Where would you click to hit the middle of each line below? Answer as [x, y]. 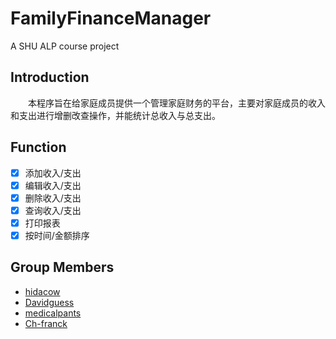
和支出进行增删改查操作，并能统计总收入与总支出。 [115, 115]
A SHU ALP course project [65, 46]
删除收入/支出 [53, 198]
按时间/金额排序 [57, 235]
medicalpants [53, 313]
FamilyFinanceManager [111, 18]
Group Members [62, 267]
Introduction [50, 77]
